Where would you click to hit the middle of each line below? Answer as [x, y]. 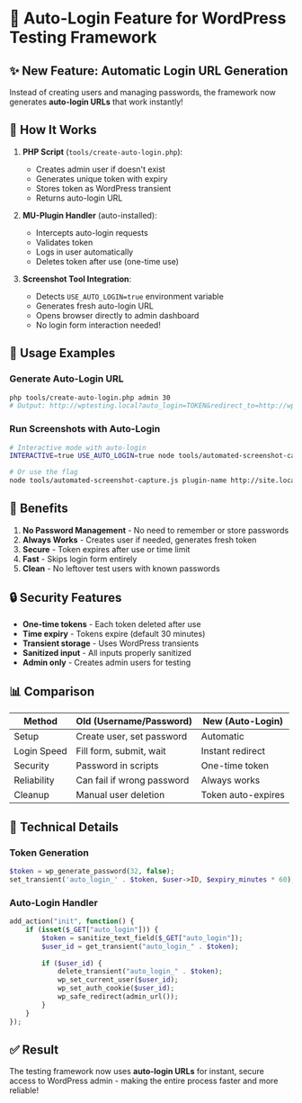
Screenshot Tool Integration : [77, 279]
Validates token [64, 242]
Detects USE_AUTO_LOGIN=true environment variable [130, 296]
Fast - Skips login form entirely [80, 559]
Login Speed [40, 751]
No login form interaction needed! [98, 325]
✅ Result [34, 1049]
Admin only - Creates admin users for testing [107, 662]
